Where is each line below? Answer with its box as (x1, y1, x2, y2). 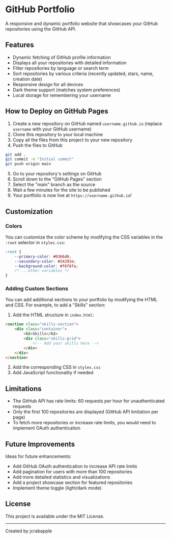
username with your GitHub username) (12, 126, 92, 132)
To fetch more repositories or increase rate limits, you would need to (12, 420, 156, 426)
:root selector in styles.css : (5, 239, 66, 245)
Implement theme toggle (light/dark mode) (12, 485, 102, 491)
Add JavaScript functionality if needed (12, 370, 94, 376)
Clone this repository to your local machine (12, 131, 103, 137)
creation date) (12, 75, 42, 82)
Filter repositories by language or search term (12, 65, 109, 71)
